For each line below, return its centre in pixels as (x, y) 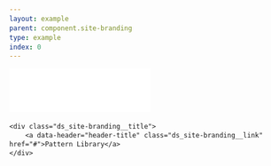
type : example (35, 37)
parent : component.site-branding (71, 28)
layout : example (39, 19)
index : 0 (25, 47)
